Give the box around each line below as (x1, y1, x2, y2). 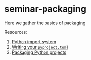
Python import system (11, 38, 57, 45)
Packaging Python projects (11, 49, 67, 55)
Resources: (4, 29, 27, 35)
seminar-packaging (4, 3, 87, 15)
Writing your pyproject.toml (11, 44, 69, 50)
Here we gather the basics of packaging (4, 20, 86, 26)
